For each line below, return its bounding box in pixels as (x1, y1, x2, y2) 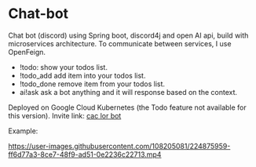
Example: (8, 126, 38, 136)
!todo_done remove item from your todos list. (19, 79, 166, 89)
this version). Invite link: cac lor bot (8, 111, 122, 120)
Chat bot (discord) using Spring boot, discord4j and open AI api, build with (8, 31, 249, 40)
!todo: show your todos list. (19, 62, 108, 71)
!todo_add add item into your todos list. (19, 71, 146, 80)
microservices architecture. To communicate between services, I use (8, 38, 232, 48)
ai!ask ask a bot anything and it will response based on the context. (19, 87, 238, 96)
